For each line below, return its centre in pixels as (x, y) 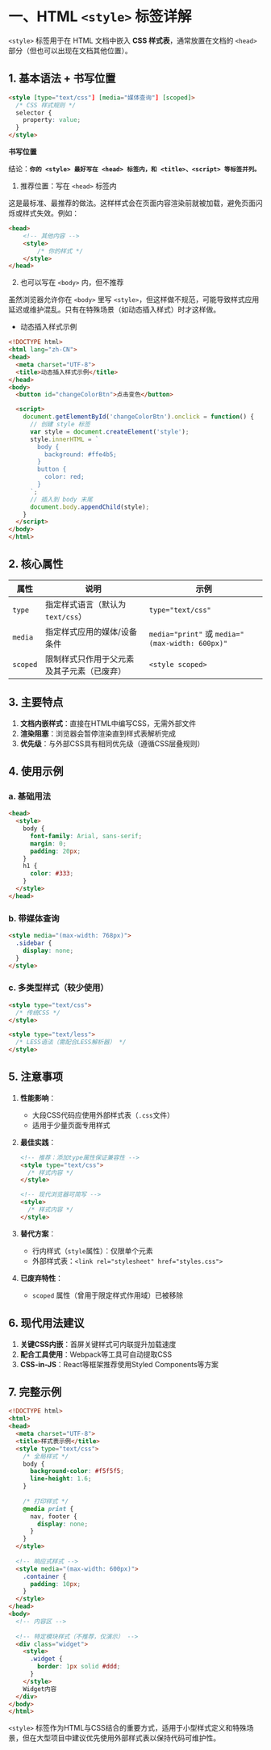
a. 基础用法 (29, 796)
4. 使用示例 (36, 772)
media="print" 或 (181, 633)
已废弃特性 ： (41, 1278)
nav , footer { (54, 1516)
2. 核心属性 (36, 564)
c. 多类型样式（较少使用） (58, 988)
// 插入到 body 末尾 (61, 499)
